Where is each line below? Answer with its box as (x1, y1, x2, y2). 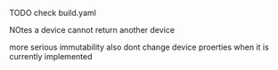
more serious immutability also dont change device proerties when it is (9, 42, 269, 52)
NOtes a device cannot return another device (9, 25, 176, 35)
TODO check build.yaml (9, 8, 96, 18)
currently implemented (9, 51, 93, 61)
